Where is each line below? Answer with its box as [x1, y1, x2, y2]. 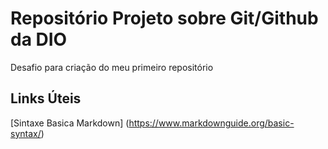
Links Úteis [10, 90, 82, 107]
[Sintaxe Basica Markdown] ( [10, 117, 130, 129]
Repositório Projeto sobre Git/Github [10, 7, 319, 30]
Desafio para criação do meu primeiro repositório [10, 61, 214, 73]
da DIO [10, 28, 68, 51]
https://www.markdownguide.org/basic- [128, 117, 295, 129]
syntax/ [10, 127, 42, 139]
